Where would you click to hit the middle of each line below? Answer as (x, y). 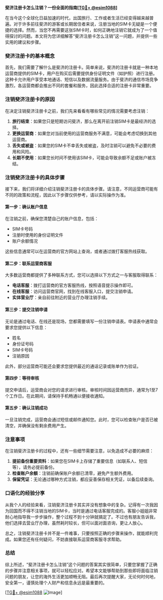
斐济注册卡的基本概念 (30, 56)
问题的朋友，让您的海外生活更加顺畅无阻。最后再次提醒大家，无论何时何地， (81, 576)
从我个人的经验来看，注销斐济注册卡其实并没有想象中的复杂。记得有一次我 (79, 504)
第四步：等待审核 (22, 378)
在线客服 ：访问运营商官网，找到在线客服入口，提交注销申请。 (74, 292)
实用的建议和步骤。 (24, 42)
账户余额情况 (25, 241)
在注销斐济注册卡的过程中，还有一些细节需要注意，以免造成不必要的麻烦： (79, 451)
